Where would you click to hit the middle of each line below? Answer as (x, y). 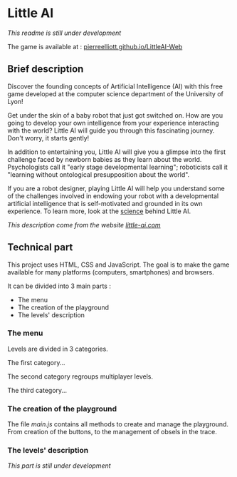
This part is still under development (59, 466)
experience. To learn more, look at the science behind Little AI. (99, 211)
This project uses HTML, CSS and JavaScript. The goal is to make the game (118, 265)
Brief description (46, 69)
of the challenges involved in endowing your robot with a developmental (113, 196)
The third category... (37, 390)
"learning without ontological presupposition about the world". (99, 174)
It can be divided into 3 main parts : (59, 286)
